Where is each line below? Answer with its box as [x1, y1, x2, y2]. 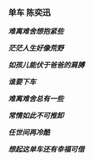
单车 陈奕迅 [8, 6, 51, 17]
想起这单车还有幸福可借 [8, 144, 85, 154]
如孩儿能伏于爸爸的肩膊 [8, 60, 85, 70]
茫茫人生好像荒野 [8, 44, 64, 53]
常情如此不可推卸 [8, 111, 64, 121]
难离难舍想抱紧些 [8, 26, 64, 36]
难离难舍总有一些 [8, 94, 64, 104]
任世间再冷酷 [8, 128, 50, 137]
